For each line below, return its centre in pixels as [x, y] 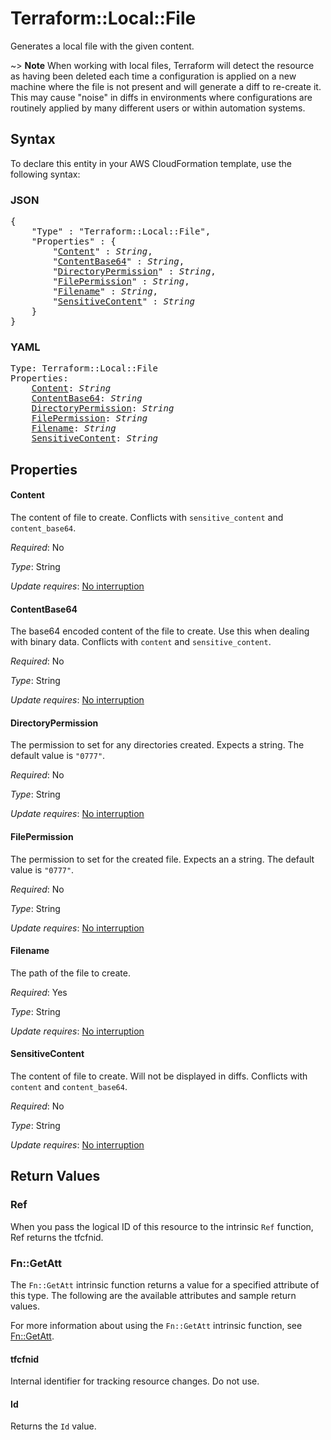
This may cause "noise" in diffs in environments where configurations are [161, 97]
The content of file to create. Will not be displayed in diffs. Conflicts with [159, 1076]
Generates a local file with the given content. [102, 46]
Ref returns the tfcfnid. [57, 1237]
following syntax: [45, 174]
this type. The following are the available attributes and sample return [153, 1295]
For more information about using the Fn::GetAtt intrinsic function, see [156, 1325]
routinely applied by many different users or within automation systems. [158, 108]
